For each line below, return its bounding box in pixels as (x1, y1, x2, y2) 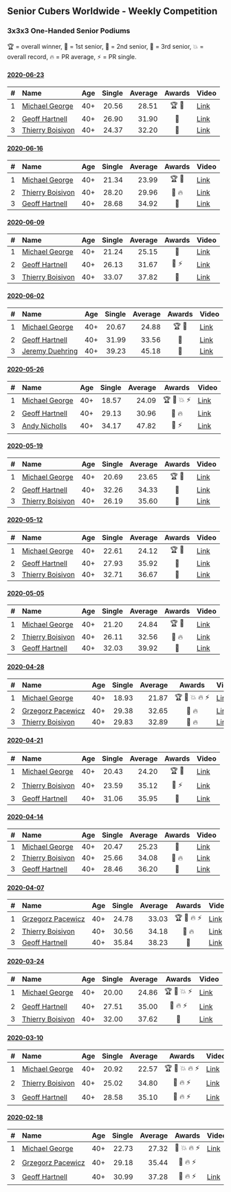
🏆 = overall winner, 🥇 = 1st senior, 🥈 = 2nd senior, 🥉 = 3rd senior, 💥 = (7, 42, 204, 50)
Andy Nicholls (21, 421, 67, 431)
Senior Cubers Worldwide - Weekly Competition (7, 6, 218, 17)
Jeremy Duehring (21, 346, 78, 356)
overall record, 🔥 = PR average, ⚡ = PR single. (7, 52, 137, 61)
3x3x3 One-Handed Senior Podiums (7, 26, 131, 36)
